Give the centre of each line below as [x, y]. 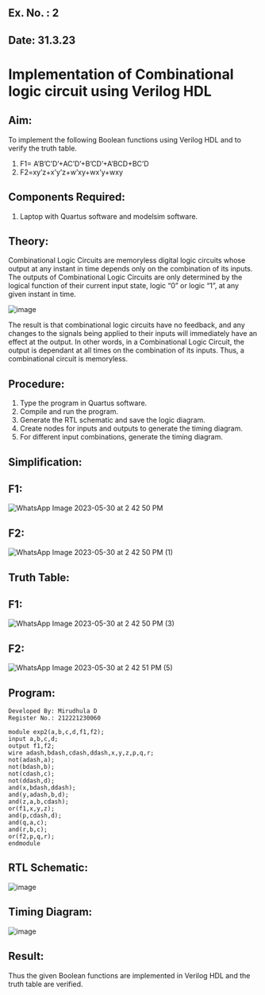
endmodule [25, 844]
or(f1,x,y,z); [32, 809]
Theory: [29, 241]
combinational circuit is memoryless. [68, 359]
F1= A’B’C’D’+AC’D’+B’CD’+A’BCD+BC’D [84, 163]
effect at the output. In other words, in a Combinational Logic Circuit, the [126, 342]
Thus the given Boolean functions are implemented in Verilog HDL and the [129, 975]
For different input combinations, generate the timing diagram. [121, 437]
